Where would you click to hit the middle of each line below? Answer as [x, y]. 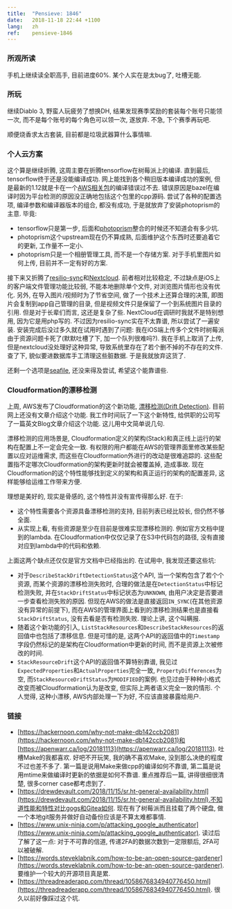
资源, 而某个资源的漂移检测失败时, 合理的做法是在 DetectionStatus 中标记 [120, 584]
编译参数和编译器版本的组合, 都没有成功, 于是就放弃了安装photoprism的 [118, 205]
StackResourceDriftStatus [70, 680]
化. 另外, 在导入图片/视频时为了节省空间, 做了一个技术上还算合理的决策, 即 [112, 295]
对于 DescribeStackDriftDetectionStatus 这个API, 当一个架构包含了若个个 [121, 575]
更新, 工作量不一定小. [53, 246]
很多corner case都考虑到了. [66, 783]
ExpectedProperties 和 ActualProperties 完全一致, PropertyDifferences [116, 671]
